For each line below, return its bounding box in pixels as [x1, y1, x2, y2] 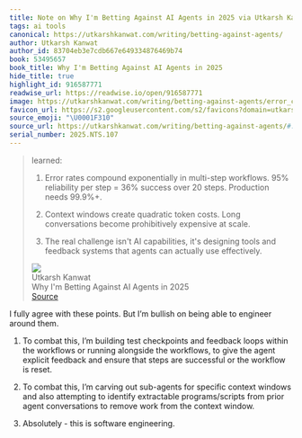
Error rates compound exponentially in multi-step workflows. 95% [44, 172, 289, 183]
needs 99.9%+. [44, 191, 102, 202]
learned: [31, 155, 63, 165]
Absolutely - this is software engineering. [22, 417, 175, 428]
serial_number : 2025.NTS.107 [9, 130, 119, 139]
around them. [9, 317, 59, 328]
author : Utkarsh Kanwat [9, 38, 99, 48]
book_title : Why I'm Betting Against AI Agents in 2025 [9, 64, 223, 73]
